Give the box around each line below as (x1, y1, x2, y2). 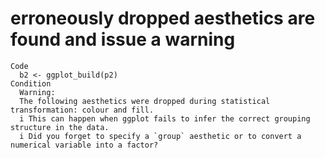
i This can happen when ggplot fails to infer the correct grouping (19, 113, 311, 124)
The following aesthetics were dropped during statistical (19, 96, 271, 106)
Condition (10, 78, 52, 89)
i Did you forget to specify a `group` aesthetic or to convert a (19, 131, 302, 141)
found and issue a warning (10, 28, 236, 51)
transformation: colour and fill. (10, 105, 155, 115)
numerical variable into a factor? (10, 140, 159, 150)
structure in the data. (10, 122, 110, 132)
